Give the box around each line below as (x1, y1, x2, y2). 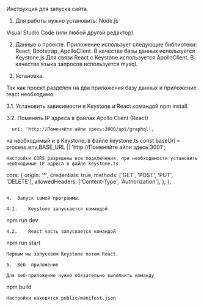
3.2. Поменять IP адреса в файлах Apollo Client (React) (6, 115, 148, 121)
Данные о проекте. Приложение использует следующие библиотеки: (15, 41, 197, 48)
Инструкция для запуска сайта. (6, 6, 89, 12)
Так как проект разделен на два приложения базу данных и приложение (6, 84, 197, 91)
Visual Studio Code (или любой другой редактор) (6, 29, 134, 36)
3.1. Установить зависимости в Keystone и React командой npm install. (6, 102, 189, 110)
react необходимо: (6, 91, 55, 97)
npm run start (6, 239, 41, 246)
